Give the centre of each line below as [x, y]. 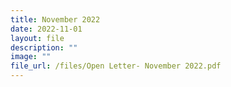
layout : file [37, 38]
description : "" [44, 47]
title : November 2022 [55, 19]
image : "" [31, 57]
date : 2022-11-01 [46, 29]
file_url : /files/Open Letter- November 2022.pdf [116, 66]
